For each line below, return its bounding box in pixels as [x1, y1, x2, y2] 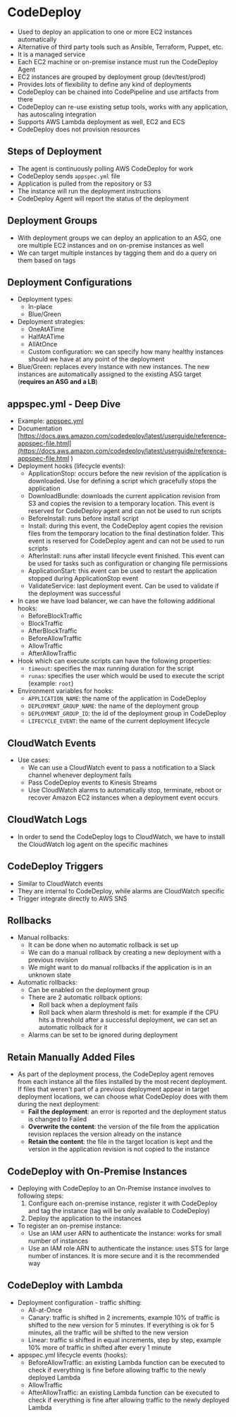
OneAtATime [27, 325, 65, 334]
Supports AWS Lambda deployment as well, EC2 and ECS [17, 117, 185, 126]
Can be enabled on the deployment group [27, 986, 149, 994]
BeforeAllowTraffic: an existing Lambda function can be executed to [27, 1358, 225, 1366]
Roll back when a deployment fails [38, 1001, 139, 1009]
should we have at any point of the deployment [27, 355, 165, 363]
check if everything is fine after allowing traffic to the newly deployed [27, 1395, 230, 1404]
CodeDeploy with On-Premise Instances [7, 1165, 187, 1177]
